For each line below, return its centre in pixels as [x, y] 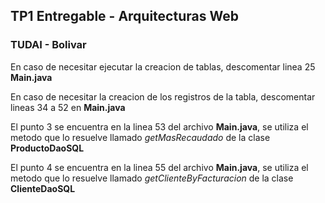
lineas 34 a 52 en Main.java [68, 107]
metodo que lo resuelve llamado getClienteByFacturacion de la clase [152, 178]
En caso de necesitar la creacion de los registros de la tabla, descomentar [163, 96]
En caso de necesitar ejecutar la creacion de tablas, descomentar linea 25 [163, 66]
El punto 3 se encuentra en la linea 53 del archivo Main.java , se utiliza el [159, 126]
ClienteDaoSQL [43, 188]
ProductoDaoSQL [47, 148]
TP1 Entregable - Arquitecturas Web [124, 16]
